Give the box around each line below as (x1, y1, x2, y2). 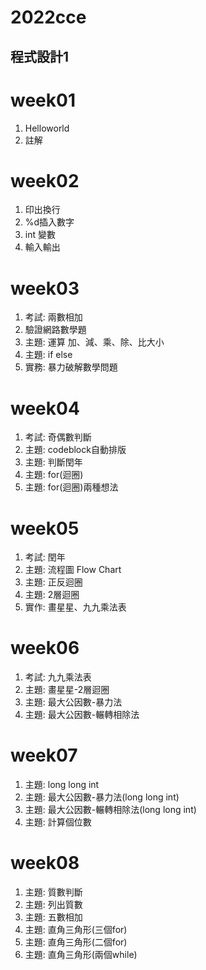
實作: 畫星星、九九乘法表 (24, 601, 127, 613)
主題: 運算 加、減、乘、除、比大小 (24, 336, 165, 348)
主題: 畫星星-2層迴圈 (24, 684, 110, 696)
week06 (10, 637, 80, 660)
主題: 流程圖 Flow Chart (24, 564, 122, 576)
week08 (10, 852, 80, 875)
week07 (10, 744, 78, 767)
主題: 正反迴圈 (24, 576, 83, 588)
